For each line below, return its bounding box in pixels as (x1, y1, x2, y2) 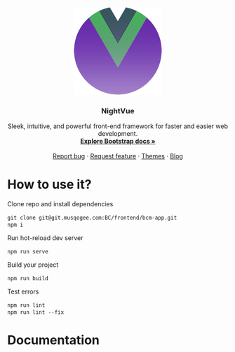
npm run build (7, 275, 49, 282)
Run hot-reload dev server (7, 234, 83, 242)
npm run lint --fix (7, 309, 65, 316)
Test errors (7, 287, 39, 296)
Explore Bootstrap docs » (80, 137, 156, 146)
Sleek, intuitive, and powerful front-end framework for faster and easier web (7, 122, 229, 130)
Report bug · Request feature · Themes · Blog (52, 152, 184, 161)
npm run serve (7, 249, 49, 256)
